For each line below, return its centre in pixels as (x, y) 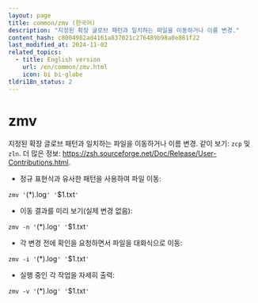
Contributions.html (38, 162)
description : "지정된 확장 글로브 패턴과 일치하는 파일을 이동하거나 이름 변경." (124, 30)
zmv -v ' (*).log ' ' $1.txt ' (49, 291)
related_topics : (35, 52)
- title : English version (58, 60)
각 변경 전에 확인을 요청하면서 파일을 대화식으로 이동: (101, 243)
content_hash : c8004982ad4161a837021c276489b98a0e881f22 (104, 38)
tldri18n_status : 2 (40, 81)
